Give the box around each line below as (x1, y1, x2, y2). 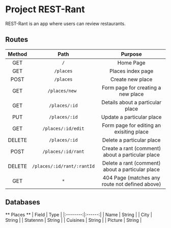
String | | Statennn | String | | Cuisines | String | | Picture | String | (5, 217, 142, 223)
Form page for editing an (101, 122, 161, 129)
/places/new (47, 88, 77, 94)
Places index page (109, 67, 154, 75)
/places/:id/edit (42, 125, 84, 131)
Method (8, 50, 27, 57)
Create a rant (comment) (101, 145, 161, 152)
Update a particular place (101, 113, 162, 121)
